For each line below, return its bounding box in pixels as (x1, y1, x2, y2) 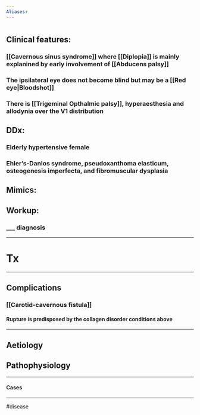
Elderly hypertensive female (6, 143, 90, 151)
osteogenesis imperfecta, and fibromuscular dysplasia (6, 167, 168, 175)
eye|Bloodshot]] (6, 83, 55, 91)
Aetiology (6, 340, 43, 350)
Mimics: (6, 185, 37, 195)
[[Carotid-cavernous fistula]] (6, 301, 92, 309)
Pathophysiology (6, 361, 71, 371)
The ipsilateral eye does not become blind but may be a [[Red (6, 76, 186, 84)
